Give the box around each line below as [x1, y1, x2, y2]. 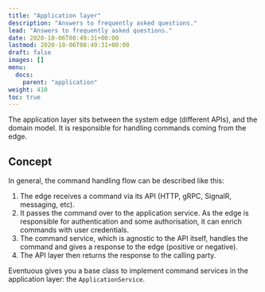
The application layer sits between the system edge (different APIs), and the [8, 115, 258, 124]
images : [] [8, 56, 45, 64]
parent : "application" [22, 78, 98, 86]
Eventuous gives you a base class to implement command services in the [8, 266, 249, 275]
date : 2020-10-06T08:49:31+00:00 [8, 33, 119, 42]
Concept [8, 154, 53, 168]
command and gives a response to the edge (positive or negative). [19, 242, 239, 251]
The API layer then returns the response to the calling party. [19, 251, 216, 260]
